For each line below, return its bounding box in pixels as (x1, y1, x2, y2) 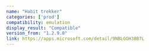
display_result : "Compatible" (6, 25, 81, 31)
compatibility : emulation (6, 19, 70, 25)
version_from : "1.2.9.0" (6, 30, 68, 36)
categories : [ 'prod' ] (6, 14, 60, 20)
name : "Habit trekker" (6, 8, 62, 15)
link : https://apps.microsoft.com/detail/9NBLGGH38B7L (6, 36, 145, 42)
